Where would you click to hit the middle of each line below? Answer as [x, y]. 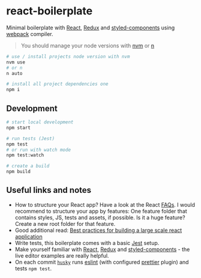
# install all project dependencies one [58, 84]
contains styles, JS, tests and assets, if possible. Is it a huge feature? [100, 217]
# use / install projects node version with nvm [68, 56]
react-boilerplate [49, 11]
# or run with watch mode [38, 150]
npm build [19, 172]
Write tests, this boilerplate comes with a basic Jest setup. [87, 243]
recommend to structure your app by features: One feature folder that [101, 211]
